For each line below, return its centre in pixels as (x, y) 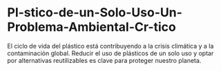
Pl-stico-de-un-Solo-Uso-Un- (95, 13)
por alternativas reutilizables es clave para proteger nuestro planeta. (104, 60)
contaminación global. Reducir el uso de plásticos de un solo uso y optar (110, 53)
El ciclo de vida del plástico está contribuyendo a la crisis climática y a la (110, 46)
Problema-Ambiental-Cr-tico (92, 27)
